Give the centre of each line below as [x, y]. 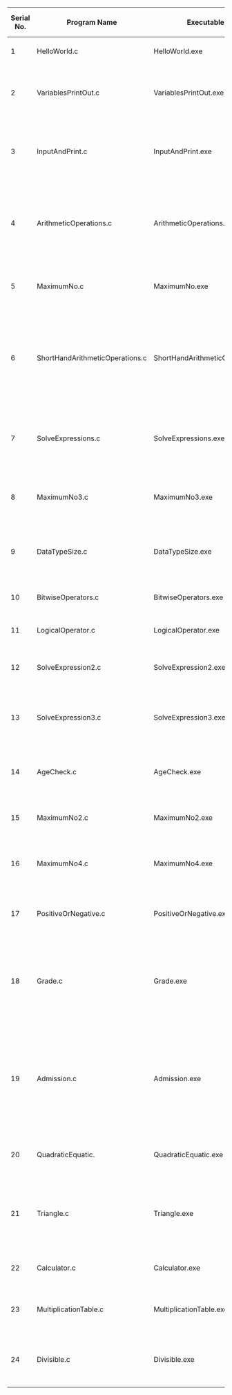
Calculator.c [56, 1268]
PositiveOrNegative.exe [192, 914]
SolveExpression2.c [69, 667]
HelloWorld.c [58, 51]
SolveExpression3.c [69, 717]
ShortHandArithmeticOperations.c [92, 358]
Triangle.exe [174, 1214]
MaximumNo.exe [181, 286]
